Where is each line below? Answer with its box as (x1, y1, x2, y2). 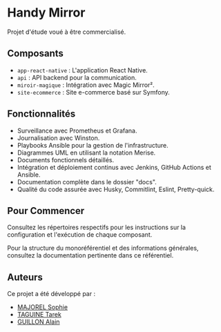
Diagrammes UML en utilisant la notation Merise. (17, 148, 156, 157)
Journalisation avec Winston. (17, 133, 100, 142)
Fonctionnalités (7, 108, 76, 120)
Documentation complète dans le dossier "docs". (17, 177, 157, 186)
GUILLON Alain (17, 318, 60, 326)
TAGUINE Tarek (17, 311, 62, 319)
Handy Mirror (7, 5, 86, 21)
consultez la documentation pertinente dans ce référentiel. (7, 251, 174, 260)
